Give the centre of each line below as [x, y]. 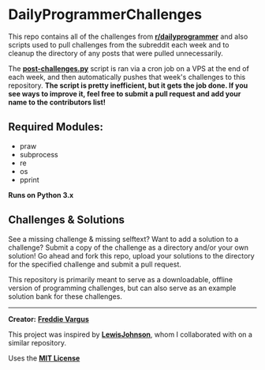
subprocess [39, 154]
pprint [29, 179]
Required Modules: [56, 127]
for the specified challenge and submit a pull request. [95, 264]
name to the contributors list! [57, 102]
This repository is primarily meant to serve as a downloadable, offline [121, 279]
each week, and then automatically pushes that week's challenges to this [127, 77]
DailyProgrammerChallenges [105, 15]
